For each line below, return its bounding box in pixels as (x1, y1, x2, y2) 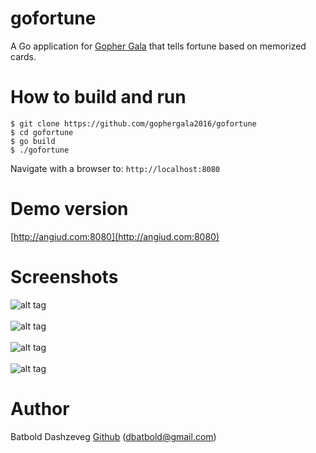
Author (10, 397, 70, 420)
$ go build (10, 136, 56, 146)
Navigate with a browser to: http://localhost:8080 (10, 162, 221, 174)
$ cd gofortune (10, 127, 74, 137)
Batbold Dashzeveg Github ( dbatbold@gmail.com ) (10, 430, 217, 442)
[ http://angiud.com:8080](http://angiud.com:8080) (10, 230, 220, 242)
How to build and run (10, 86, 187, 109)
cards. (10, 50, 37, 62)
